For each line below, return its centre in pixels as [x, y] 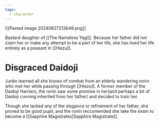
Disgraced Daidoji [42, 68]
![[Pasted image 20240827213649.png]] [45, 28]
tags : [10, 10]
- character [22, 14]
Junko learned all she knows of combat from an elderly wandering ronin [77, 81]
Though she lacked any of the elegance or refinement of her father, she [77, 106]
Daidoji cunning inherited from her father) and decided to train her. [72, 97]
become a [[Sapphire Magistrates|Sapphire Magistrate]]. [62, 116]
